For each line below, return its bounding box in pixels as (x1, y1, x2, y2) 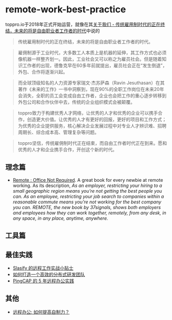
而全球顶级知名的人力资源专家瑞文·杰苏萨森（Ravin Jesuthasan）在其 (17, 80, 165, 86)
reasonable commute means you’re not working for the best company (12, 199, 162, 205)
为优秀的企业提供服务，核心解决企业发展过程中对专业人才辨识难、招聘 (17, 122, 167, 129)
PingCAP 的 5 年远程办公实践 (12, 277, 74, 284)
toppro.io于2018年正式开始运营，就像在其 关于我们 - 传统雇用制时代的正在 (5, 21, 161, 27)
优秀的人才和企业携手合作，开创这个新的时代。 (17, 146, 117, 153)
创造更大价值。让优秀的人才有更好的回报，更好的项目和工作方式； (27, 116, 167, 122)
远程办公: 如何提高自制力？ (12, 309, 70, 315)
